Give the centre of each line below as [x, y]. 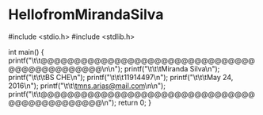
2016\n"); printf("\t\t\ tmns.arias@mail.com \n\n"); [87, 86]
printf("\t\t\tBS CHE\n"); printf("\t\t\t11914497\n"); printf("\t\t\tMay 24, [121, 77]
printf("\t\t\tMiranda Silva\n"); [172, 68]
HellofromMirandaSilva [86, 15]
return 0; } [135, 102]
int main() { [27, 52]
